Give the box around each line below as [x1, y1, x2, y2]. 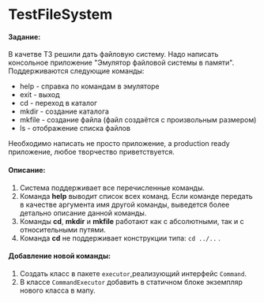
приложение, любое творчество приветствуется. [8, 148, 175, 157]
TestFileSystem [8, 6, 113, 24]
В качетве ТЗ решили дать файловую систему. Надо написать [8, 50, 219, 59]
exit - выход [19, 90, 61, 99]
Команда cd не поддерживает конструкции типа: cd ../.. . [19, 233, 221, 242]
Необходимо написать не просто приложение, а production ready [8, 139, 231, 148]
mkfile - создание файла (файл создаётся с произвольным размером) [19, 115, 257, 125]
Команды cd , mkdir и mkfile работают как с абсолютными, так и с [19, 216, 245, 226]
